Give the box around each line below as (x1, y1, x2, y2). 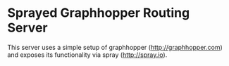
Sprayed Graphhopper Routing (7, 5, 190, 21)
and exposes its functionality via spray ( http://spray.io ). (7, 51, 168, 59)
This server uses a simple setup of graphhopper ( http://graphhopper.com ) (7, 43, 223, 51)
